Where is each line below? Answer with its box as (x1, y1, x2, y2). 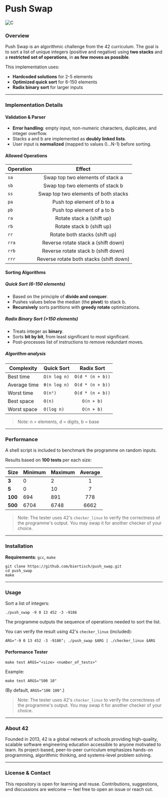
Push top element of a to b (52, 206, 114, 213)
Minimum (23, 469, 46, 476)
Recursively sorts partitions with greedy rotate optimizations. (12, 304, 140, 310)
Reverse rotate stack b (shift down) (41, 247, 125, 254)
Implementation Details (5, 101, 63, 108)
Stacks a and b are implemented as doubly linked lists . (12, 136, 126, 142)
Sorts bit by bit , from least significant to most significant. (12, 334, 130, 340)
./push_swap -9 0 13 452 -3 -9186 (5, 610, 77, 615)
